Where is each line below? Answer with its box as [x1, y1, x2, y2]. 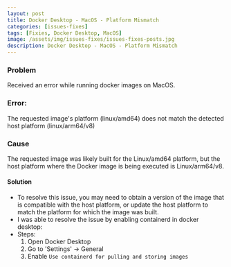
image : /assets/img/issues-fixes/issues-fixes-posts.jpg [7, 36, 175, 43]
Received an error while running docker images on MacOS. [7, 81, 176, 89]
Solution [7, 178, 33, 186]
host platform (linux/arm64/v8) [7, 121, 95, 130]
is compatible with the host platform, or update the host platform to [17, 200, 209, 209]
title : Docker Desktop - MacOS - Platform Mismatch [7, 17, 159, 24]
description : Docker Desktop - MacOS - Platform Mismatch [7, 42, 178, 49]
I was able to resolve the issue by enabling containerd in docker [17, 216, 199, 224]
